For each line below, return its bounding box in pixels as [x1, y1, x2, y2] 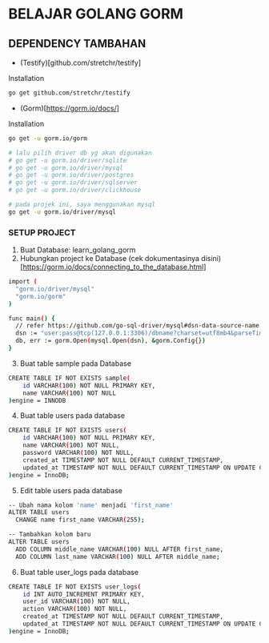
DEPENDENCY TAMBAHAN [8, 37, 147, 50]
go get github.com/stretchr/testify [8, 89, 130, 97]
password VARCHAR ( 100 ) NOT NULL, [22, 449, 134, 457]
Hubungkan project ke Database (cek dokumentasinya [19, 254, 200, 263]
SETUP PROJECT [8, 227, 76, 238]
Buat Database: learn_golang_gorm [19, 245, 136, 255]
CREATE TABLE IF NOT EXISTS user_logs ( [8, 582, 142, 591]
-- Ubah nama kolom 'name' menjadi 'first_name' [8, 501, 174, 509]
